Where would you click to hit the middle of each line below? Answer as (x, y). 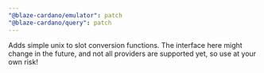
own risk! (23, 62)
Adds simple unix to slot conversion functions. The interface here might (125, 45)
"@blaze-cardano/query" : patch (60, 23)
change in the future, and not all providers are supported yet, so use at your (132, 53)
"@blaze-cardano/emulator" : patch (66, 15)
